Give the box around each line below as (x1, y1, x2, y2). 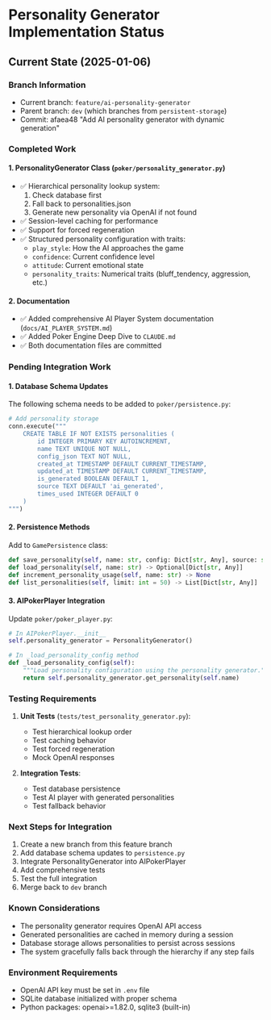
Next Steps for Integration (8, 821, 113, 833)
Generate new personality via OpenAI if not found (31, 207, 198, 217)
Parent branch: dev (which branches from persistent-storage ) (19, 106, 227, 115)
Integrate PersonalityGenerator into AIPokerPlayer (19, 857, 186, 867)
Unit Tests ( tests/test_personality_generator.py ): (19, 712, 191, 721)
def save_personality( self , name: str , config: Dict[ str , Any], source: (8, 555, 258, 564)
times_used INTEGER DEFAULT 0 (37, 490, 139, 498)
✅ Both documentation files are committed (19, 341, 162, 350)
